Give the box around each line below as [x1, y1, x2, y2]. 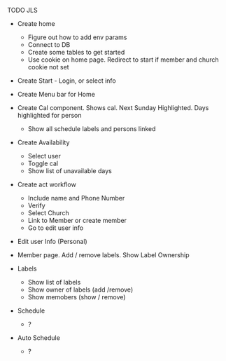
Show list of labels [27, 278, 81, 286]
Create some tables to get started [27, 48, 125, 56]
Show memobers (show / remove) [27, 293, 126, 301]
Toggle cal [27, 159, 58, 168]
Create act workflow [17, 180, 77, 189]
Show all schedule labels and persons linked [27, 125, 156, 132]
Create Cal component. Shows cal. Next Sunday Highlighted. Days [17, 104, 209, 111]
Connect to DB [27, 41, 71, 48]
